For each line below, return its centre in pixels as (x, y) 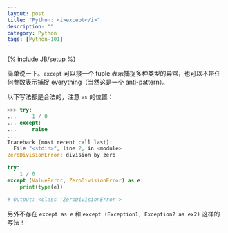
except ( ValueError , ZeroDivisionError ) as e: (75, 180)
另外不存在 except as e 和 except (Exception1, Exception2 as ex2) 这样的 (114, 214)
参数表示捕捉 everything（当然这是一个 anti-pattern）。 (91, 82)
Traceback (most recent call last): (60, 142)
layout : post (26, 14)
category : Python (32, 33)
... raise (28, 129)
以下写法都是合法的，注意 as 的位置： (60, 97)
